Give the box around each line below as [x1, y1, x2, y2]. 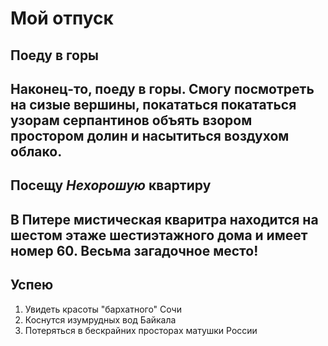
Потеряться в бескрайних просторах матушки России [24, 324, 258, 336]
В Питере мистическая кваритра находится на [10, 211, 319, 228]
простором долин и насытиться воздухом [10, 127, 290, 144]
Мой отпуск [10, 7, 114, 30]
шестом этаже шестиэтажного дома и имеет [10, 227, 308, 244]
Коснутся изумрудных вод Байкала [24, 313, 177, 326]
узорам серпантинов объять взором [10, 112, 253, 129]
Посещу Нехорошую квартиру [10, 177, 212, 194]
